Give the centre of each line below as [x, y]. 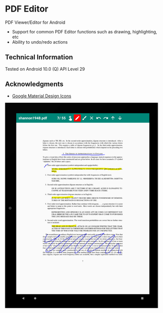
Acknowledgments [34, 84]
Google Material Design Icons [41, 96]
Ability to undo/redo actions [40, 42]
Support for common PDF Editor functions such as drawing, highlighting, [85, 31]
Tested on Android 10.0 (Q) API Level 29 [45, 69]
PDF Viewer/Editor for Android [35, 22]
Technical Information [39, 57]
